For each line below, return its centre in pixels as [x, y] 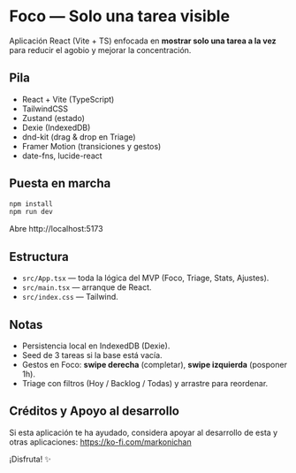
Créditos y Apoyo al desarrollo [94, 412]
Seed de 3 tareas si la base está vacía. [92, 355]
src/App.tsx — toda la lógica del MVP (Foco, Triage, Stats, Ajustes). [145, 278]
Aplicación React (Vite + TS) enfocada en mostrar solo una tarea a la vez [143, 41]
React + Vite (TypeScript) [68, 99]
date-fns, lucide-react [62, 156]
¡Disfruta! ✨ [30, 459]
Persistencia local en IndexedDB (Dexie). [96, 346]
